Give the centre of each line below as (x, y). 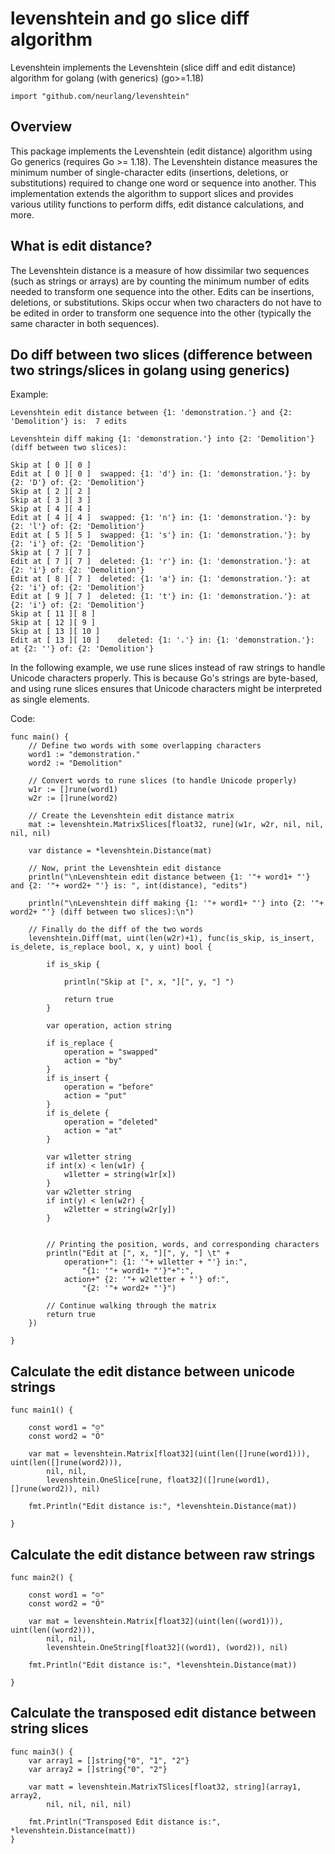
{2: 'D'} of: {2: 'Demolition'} (77, 483)
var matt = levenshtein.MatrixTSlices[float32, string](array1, (165, 1787)
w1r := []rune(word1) (73, 790)
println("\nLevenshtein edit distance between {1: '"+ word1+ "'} (169, 877)
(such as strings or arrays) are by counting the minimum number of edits (160, 281)
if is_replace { (80, 1043)
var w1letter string (89, 1157)
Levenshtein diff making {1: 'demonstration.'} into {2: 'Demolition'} (162, 439)
